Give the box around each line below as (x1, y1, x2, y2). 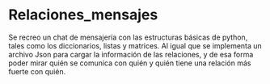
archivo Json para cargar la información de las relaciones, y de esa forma (8, 49, 254, 59)
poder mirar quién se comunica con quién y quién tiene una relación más (8, 58, 251, 68)
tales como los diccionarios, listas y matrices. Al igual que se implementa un (8, 40, 263, 50)
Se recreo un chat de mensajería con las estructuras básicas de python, (8, 32, 248, 42)
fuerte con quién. (8, 66, 66, 76)
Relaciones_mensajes (8, 6, 158, 24)
